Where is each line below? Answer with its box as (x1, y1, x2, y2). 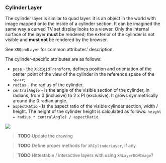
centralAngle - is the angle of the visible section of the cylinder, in (12, 87, 150, 93)
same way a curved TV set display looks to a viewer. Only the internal (5, 26, 149, 32)
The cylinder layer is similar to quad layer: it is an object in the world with (5, 16, 156, 22)
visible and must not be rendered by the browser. (5, 37, 108, 43)
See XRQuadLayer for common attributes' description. (5, 47, 114, 53)
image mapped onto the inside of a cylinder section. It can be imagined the (5, 21, 160, 27)
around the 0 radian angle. (12, 98, 68, 104)
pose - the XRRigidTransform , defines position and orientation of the (12, 66, 152, 72)
